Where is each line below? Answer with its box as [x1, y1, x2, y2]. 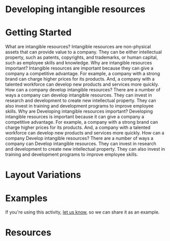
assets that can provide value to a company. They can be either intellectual [5, 49, 162, 55]
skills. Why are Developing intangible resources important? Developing [5, 108, 153, 115]
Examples [5, 192, 48, 204]
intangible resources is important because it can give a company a [5, 114, 145, 120]
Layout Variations [5, 169, 81, 181]
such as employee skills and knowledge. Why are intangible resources [5, 60, 152, 66]
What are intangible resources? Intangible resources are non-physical [5, 44, 151, 50]
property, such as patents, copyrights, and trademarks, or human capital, [5, 54, 158, 60]
